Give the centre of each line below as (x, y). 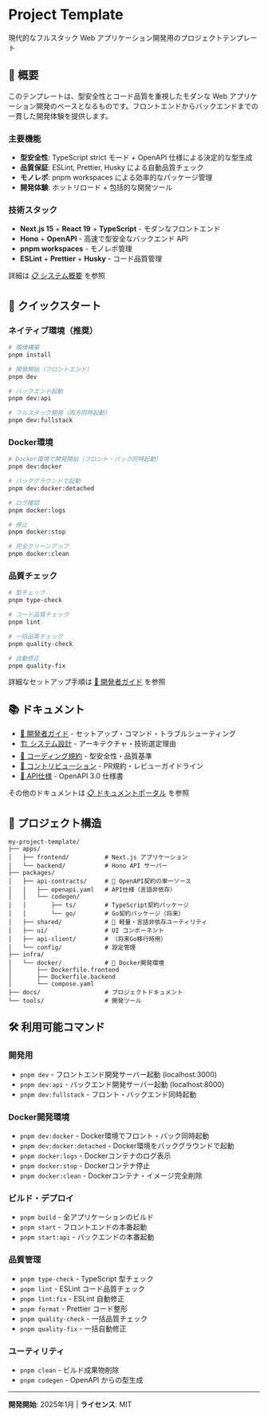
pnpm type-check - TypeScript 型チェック (87, 1278)
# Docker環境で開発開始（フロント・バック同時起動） (85, 459)
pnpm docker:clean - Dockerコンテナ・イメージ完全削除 (111, 1175)
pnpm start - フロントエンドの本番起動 (83, 1227)
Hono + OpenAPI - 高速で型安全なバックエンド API (104, 239)
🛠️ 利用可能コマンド (57, 1027)
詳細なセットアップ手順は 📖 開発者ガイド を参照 (87, 682)
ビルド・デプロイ (41, 1198)
